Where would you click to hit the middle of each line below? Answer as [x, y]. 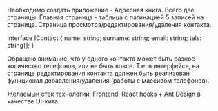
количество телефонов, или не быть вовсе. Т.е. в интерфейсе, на [103, 66]
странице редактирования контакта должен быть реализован [98, 73]
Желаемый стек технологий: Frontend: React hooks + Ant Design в [104, 94]
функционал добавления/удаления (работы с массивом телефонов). [108, 81]
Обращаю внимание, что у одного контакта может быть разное [101, 59]
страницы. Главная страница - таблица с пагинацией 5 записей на [106, 17]
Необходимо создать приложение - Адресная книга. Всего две [101, 10]
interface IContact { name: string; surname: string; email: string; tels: [105, 38]
